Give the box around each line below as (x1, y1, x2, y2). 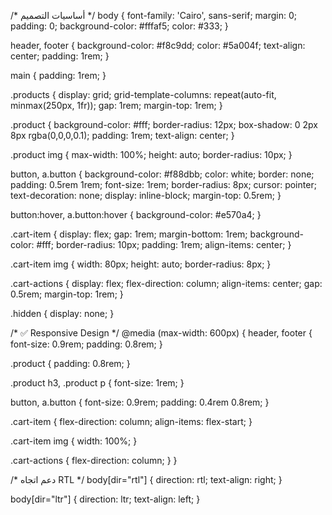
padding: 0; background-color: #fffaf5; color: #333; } (10, 20, 229, 32)
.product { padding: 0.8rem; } (10, 358, 131, 369)
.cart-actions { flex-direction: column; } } (10, 455, 178, 466)
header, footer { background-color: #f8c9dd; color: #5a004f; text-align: (10, 40, 306, 51)
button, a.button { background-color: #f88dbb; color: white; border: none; (10, 168, 315, 180)
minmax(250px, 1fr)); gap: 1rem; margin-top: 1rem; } (10, 100, 223, 111)
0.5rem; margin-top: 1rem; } (10, 288, 124, 300)
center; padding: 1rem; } (10, 50, 110, 62)
